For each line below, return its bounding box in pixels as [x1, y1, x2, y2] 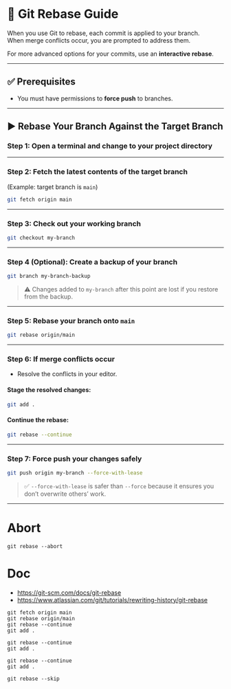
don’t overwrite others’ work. [23, 490, 107, 498]
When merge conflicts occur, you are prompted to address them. [7, 36, 191, 44]
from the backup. [23, 292, 74, 300]
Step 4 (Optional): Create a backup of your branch [7, 257, 177, 267]
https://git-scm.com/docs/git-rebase [16, 588, 122, 597]
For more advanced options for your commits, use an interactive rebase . [7, 50, 214, 58]
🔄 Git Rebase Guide [7, 6, 119, 22]
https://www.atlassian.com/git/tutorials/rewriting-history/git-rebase [16, 595, 208, 604]
